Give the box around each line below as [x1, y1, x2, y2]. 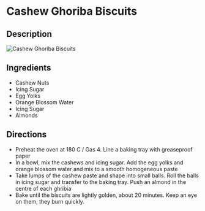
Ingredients [6, 63, 51, 73]
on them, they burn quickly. [15, 198, 84, 205]
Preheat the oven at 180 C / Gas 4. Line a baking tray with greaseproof [15, 145, 193, 153]
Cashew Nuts [15, 79, 50, 86]
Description [6, 29, 52, 39]
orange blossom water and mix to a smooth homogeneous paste [15, 165, 178, 172]
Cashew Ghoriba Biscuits [6, 4, 138, 18]
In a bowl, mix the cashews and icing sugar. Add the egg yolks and [15, 158, 184, 166]
